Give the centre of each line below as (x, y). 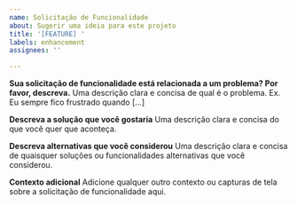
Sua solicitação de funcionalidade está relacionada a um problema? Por (144, 83)
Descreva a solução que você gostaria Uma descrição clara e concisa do (144, 120)
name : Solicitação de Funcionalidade (79, 17)
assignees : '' (35, 51)
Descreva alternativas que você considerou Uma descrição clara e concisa (148, 146)
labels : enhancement (47, 42)
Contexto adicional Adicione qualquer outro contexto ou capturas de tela (143, 182)
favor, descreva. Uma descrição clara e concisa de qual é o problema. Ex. (145, 93)
